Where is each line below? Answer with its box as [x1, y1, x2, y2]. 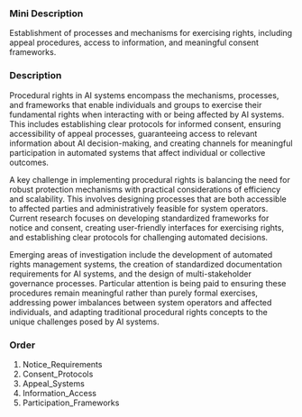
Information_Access [22, 387, 97, 398]
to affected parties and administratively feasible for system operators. [9, 203, 269, 213]
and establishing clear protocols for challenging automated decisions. [9, 231, 269, 242]
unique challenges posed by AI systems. [9, 316, 160, 327]
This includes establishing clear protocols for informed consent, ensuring [9, 118, 281, 129]
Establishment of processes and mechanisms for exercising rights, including [9, 28, 293, 39]
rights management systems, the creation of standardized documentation [9, 258, 282, 269]
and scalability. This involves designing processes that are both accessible [9, 193, 287, 204]
